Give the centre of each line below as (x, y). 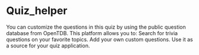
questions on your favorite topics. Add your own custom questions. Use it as (99, 39)
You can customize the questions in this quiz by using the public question (96, 27)
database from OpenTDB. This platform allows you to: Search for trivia (92, 33)
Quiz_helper (37, 11)
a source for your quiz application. (48, 46)
